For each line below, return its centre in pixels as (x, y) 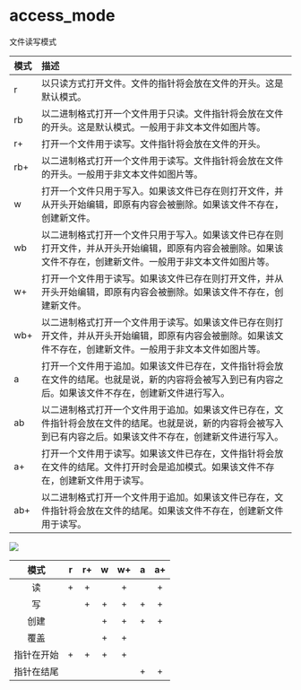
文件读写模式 (33, 41)
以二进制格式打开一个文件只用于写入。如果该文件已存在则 (163, 234)
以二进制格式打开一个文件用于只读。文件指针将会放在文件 (163, 113)
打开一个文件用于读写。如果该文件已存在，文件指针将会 (158, 453)
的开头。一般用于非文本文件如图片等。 (122, 174)
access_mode (62, 16)
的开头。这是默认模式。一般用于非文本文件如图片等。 (154, 127)
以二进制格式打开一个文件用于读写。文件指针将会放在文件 (163, 161)
